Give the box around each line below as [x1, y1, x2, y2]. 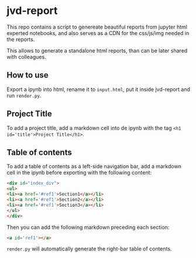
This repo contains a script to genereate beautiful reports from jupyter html [6, 23, 188, 30]
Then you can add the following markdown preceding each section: [6, 224, 170, 231]
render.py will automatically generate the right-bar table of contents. [6, 245, 172, 252]
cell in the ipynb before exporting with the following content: [6, 169, 152, 176]
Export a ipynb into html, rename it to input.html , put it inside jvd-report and [6, 86, 191, 93]
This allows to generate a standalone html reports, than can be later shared [6, 47, 188, 54]
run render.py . [6, 92, 42, 99]
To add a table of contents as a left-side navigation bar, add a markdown [6, 163, 182, 170]
